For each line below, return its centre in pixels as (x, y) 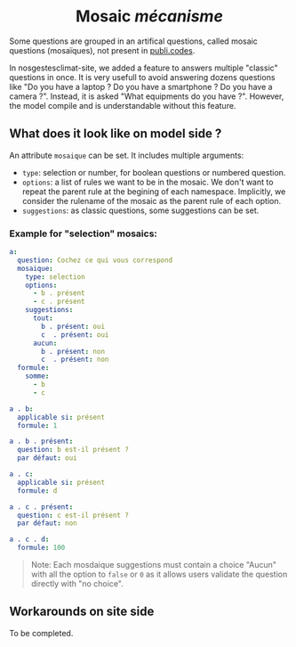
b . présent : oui (73, 326)
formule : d (37, 491)
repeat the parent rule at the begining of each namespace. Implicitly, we (154, 191)
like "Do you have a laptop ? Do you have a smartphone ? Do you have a (141, 86)
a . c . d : (29, 540)
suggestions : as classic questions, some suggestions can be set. (140, 210)
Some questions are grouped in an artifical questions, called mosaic (133, 41)
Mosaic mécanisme (149, 16)
